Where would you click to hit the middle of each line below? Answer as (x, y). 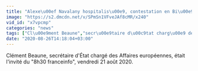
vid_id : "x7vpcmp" (29, 22)
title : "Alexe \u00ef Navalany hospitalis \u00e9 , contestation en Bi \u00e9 (100, 11)
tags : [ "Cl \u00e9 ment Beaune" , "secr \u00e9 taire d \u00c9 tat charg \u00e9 (96, 33)
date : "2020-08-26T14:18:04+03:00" (50, 39)
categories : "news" (30, 28)
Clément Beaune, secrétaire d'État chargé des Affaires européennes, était (96, 55)
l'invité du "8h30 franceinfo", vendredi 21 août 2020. (70, 62)
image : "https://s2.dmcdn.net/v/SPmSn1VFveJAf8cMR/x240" (77, 17)
